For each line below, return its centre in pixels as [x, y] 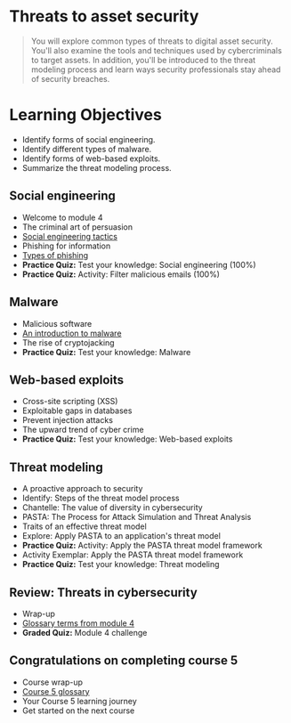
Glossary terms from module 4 [78, 623]
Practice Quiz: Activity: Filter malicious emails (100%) [121, 274]
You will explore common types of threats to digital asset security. [152, 41]
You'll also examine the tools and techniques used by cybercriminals [156, 50]
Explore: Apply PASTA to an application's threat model [121, 536]
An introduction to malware [72, 333]
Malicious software [57, 323]
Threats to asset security [104, 16]
